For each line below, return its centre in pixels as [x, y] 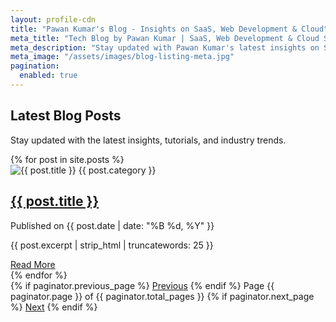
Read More [33, 264]
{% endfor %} [39, 275]
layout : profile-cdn [53, 19]
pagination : [35, 66]
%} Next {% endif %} [54, 307]
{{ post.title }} [55, 201]
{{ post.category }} [117, 170]
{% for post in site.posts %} [67, 159]
